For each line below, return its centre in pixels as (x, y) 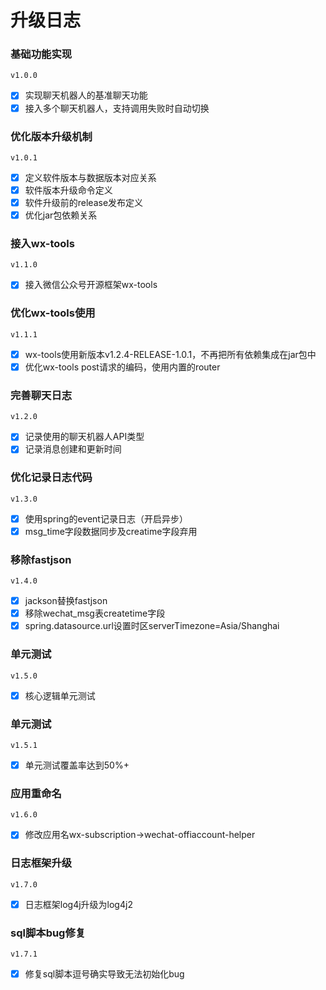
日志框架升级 (41, 863)
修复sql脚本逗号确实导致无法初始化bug (104, 974)
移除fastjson (41, 559)
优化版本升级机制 (51, 136)
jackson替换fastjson (66, 601)
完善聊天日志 (41, 395)
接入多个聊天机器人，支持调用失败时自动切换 (117, 108)
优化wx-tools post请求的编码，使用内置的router (122, 367)
